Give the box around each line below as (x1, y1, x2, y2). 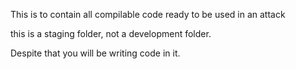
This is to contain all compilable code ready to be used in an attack (10, 9, 286, 20)
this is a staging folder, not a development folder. (10, 28, 212, 39)
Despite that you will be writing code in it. (10, 47, 181, 59)
